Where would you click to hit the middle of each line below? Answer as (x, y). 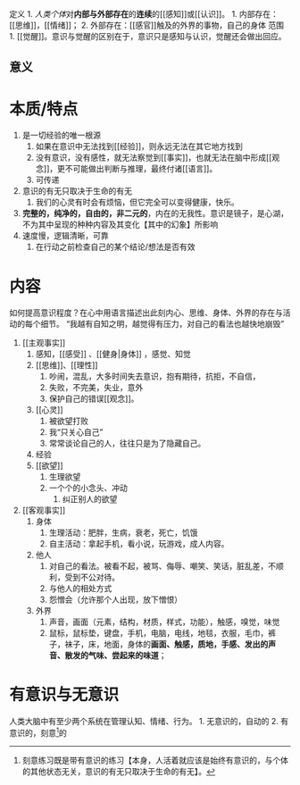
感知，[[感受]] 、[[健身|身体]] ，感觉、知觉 (113, 354)
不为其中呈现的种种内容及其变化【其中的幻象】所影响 (120, 225)
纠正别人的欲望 (90, 499)
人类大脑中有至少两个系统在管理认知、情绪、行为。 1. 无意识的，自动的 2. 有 (149, 722)
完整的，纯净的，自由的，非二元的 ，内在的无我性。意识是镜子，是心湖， (155, 213)
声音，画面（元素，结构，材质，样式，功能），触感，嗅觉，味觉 (164, 622)
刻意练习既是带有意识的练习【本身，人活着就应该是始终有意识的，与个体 (155, 760)
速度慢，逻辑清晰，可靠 (65, 236)
